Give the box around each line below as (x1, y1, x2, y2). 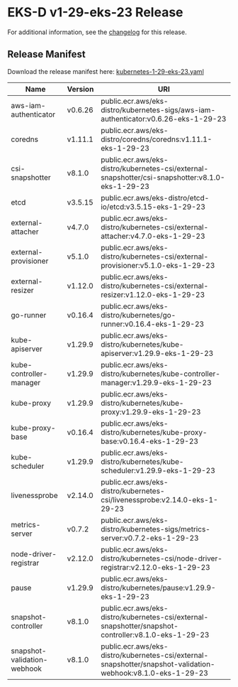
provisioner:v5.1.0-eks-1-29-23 (100, 260, 215, 270)
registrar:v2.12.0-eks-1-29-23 (100, 562, 210, 572)
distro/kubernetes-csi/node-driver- (100, 553, 223, 563)
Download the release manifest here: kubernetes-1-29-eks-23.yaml (7, 67, 204, 75)
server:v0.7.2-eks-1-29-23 (100, 533, 199, 543)
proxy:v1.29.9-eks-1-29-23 (100, 406, 201, 416)
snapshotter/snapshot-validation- (100, 659, 215, 669)
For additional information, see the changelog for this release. (7, 28, 187, 36)
